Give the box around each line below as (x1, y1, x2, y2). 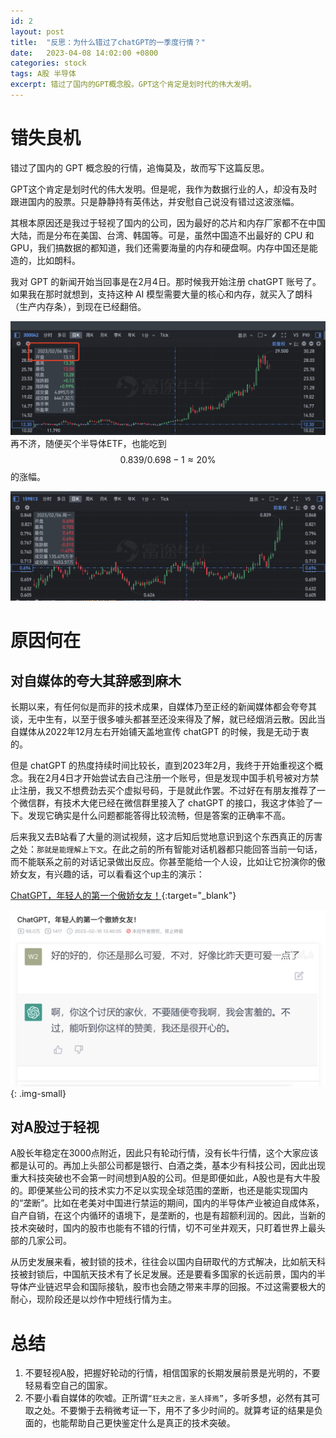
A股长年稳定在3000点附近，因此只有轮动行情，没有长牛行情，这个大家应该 (10, 1147, 319, 1159)
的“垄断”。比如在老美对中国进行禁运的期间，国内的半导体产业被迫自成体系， (10, 1197, 325, 1209)
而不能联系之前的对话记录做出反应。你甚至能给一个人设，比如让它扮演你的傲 (10, 856, 326, 868)
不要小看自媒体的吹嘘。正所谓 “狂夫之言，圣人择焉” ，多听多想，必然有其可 (24, 1392, 321, 1404)
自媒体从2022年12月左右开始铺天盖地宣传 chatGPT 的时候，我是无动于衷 (10, 726, 310, 738)
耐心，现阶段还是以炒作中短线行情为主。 (10, 1293, 177, 1305)
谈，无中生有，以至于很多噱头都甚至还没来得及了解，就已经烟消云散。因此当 (10, 713, 326, 725)
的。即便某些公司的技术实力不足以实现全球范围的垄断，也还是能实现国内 (10, 1185, 308, 1197)
